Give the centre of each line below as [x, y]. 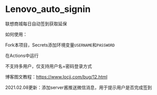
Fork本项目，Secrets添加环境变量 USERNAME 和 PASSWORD [60, 45]
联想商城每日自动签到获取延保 [36, 23]
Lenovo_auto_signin [48, 9]
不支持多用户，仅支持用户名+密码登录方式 [49, 66]
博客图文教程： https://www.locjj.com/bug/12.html [56, 76]
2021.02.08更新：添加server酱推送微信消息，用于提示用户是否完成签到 [78, 87]
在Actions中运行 [22, 55]
